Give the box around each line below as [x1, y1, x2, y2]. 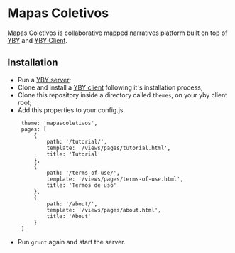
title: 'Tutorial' [46, 151, 101, 158]
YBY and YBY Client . [7, 36, 67, 44]
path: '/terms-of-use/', [46, 169, 120, 176]
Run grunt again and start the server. [17, 237, 126, 246]
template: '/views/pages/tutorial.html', [46, 144, 171, 151]
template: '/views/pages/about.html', [46, 206, 161, 214]
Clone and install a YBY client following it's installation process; [17, 83, 203, 92]
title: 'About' [46, 212, 92, 220]
